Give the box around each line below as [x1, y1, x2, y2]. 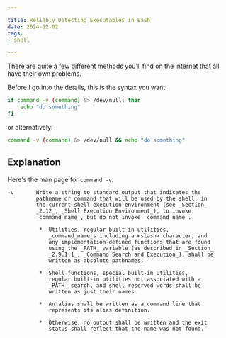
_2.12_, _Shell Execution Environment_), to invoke [35, 207, 192, 215]
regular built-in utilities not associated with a [48, 276, 201, 283]
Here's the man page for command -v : [7, 175, 114, 184]
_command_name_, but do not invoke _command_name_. [35, 213, 192, 220]
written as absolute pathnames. [48, 257, 144, 264]
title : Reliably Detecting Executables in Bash [7, 16, 151, 23]
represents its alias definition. [48, 306, 151, 314]
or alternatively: [7, 123, 53, 131]
